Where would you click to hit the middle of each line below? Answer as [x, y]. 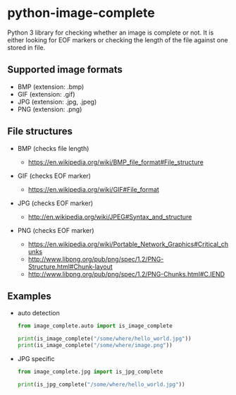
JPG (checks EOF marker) [55, 203]
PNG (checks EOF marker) [56, 230]
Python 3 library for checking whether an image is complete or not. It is [111, 32]
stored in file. [26, 47]
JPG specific [36, 359]
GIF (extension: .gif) [46, 94]
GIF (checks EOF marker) [54, 176]
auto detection [38, 313]
